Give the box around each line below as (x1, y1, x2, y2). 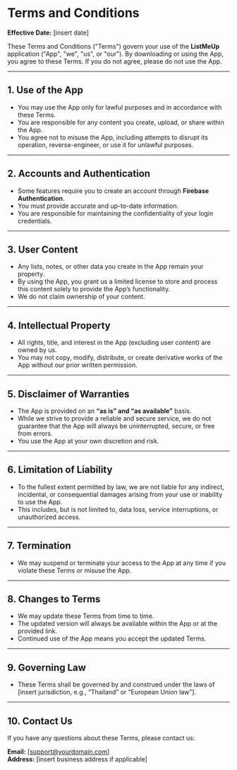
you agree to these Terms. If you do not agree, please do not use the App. (7, 57, 222, 65)
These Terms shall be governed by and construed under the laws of (17, 680, 215, 689)
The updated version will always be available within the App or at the (17, 619, 217, 628)
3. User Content (7, 243, 78, 255)
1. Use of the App (7, 84, 83, 96)
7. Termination (7, 539, 71, 552)
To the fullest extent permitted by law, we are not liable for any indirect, (17, 482, 224, 491)
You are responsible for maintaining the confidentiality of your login (17, 209, 214, 217)
